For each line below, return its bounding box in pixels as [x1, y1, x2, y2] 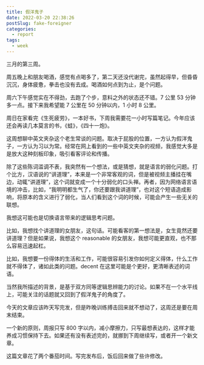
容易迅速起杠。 [11, 242, 49, 249]
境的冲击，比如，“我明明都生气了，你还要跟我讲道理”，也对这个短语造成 [6, 186, 187, 193]
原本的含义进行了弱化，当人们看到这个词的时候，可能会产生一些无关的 [22, 193, 198, 201]
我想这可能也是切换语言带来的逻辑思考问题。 [6, 214, 118, 221]
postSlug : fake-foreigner [6, 20, 72, 26]
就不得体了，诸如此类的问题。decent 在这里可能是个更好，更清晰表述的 [6, 262, 185, 269]
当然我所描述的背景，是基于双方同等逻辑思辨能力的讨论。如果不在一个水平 [6, 283, 192, 290]
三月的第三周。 [6, 60, 44, 68]
